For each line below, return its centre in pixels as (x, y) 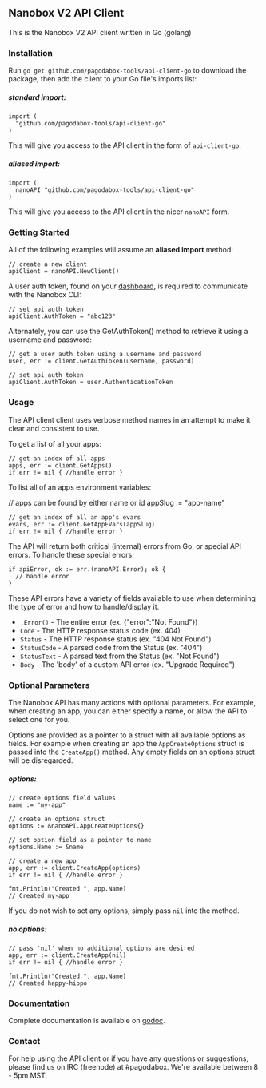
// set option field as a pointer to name (80, 840)
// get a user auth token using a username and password (105, 355)
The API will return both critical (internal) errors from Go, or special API (125, 546)
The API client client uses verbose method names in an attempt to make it (129, 419)
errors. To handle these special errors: (71, 554)
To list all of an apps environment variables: (80, 487)
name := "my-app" (37, 805)
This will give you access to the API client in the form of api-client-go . (125, 145)
